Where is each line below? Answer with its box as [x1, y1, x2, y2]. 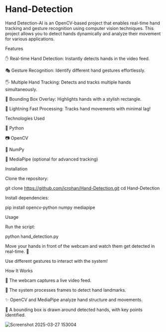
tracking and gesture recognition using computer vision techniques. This [5, 25, 154, 31]
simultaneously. [5, 86, 37, 92]
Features [5, 45, 23, 51]
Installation [5, 166, 28, 171]
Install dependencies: [5, 194, 49, 200]
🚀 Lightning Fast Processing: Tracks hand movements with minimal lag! [5, 106, 151, 112]
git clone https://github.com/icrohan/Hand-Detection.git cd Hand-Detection [5, 185, 160, 191]
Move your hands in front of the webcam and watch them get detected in [5, 243, 155, 249]
